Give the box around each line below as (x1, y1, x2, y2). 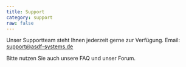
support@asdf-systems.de (6, 43, 74, 50)
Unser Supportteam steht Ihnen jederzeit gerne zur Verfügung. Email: (6, 37, 181, 44)
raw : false (6, 20, 34, 26)
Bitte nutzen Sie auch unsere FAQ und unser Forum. (6, 55, 136, 62)
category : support (6, 14, 53, 21)
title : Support (6, 8, 45, 15)
